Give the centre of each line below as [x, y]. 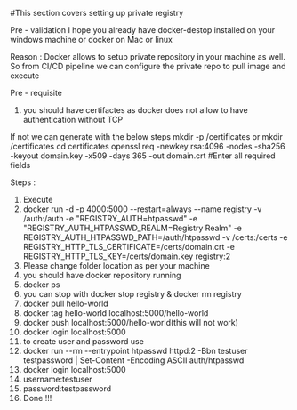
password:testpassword [67, 389]
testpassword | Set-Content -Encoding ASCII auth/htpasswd [133, 360]
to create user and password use [84, 341]
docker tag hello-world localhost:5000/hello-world [116, 313]
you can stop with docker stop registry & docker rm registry [132, 294]
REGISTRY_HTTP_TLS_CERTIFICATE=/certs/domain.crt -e [128, 247]
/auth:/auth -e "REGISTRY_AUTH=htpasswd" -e [110, 218]
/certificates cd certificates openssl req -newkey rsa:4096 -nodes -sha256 [148, 146]
